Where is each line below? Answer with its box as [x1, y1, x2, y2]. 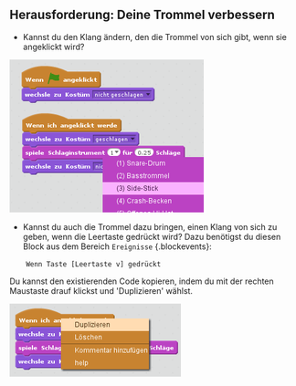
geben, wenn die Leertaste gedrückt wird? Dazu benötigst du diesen [22, 231, 281, 242]
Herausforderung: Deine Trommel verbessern [9, 7, 276, 23]
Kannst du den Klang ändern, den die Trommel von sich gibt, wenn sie [22, 31, 288, 42]
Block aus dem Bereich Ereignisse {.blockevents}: [22, 241, 212, 252]
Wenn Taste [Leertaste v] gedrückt [26, 259, 162, 268]
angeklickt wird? [22, 41, 85, 52]
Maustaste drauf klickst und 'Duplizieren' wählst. [9, 285, 194, 296]
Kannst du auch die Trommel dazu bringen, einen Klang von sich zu [22, 221, 278, 232]
